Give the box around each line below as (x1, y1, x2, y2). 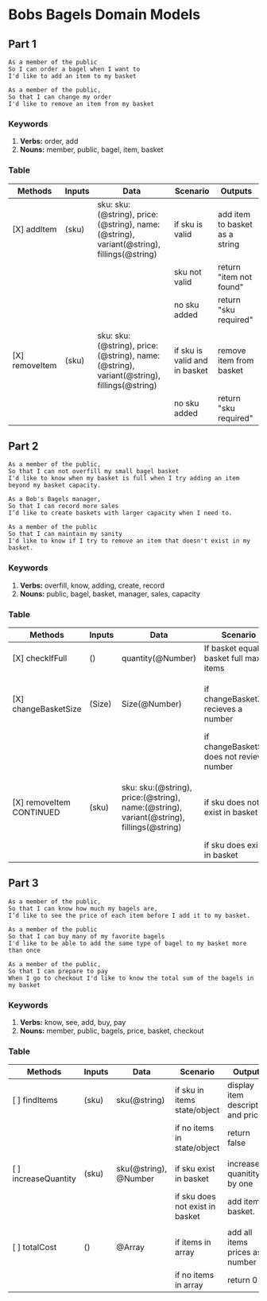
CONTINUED (12, 807, 60, 817)
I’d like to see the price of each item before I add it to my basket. (8, 911, 250, 919)
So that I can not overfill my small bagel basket (8, 468, 180, 476)
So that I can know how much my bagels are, (8, 904, 158, 912)
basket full (203, 653, 244, 663)
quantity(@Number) (122, 653, 197, 663)
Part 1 (8, 37, 37, 51)
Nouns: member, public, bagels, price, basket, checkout (19, 1026, 204, 1035)
